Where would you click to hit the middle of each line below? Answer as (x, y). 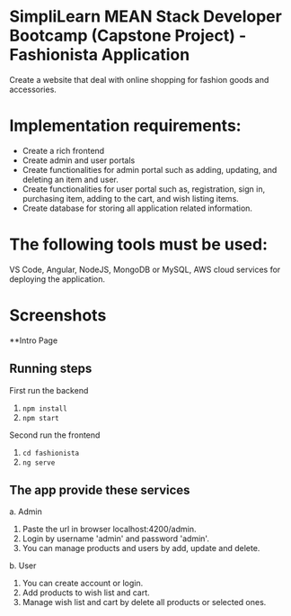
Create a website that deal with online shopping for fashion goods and (139, 79)
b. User (23, 566)
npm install (44, 408)
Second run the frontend (55, 435)
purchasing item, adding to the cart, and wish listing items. (131, 198)
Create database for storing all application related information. (137, 208)
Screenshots (58, 315)
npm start (41, 418)
